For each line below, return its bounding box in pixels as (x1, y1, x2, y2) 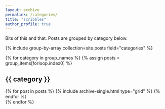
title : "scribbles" (5, 17, 47, 22)
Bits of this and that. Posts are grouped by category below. (5, 35, 128, 41)
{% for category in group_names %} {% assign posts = (5, 55, 120, 61)
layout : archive (5, 7, 39, 13)
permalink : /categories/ (5, 12, 58, 17)
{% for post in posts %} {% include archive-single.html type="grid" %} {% (5, 88, 160, 94)
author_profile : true (5, 21, 51, 27)
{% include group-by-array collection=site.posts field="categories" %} (5, 45, 153, 51)
